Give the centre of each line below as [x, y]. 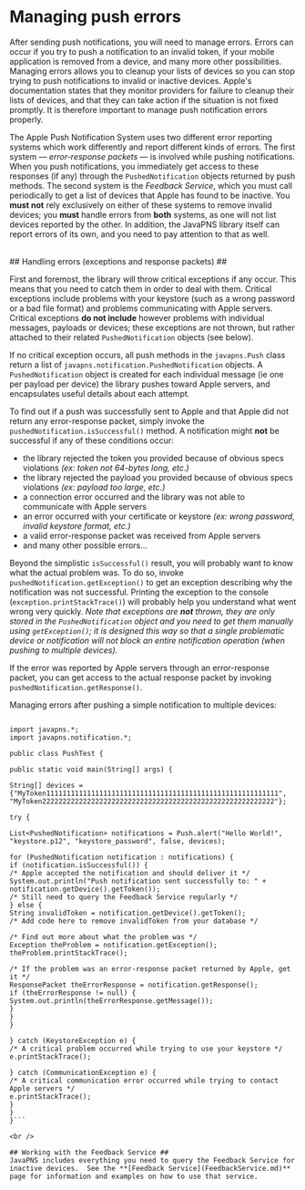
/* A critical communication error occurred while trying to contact [144, 1081]
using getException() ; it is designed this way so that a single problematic [147, 630]
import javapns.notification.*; [71, 737]
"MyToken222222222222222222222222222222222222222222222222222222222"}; [148, 801]
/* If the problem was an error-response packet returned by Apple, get [150, 968]
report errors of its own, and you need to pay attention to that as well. [140, 233]
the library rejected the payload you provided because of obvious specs [158, 477]
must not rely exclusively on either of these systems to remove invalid [141, 205]
